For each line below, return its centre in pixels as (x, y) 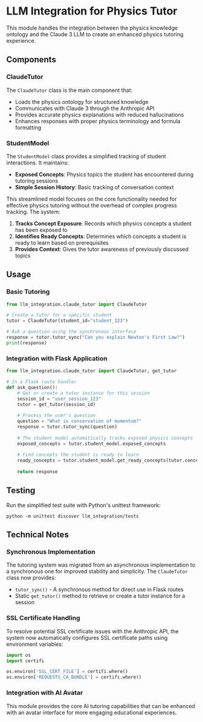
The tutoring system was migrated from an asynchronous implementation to (101, 565)
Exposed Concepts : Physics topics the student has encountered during (104, 174)
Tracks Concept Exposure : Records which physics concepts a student (103, 223)
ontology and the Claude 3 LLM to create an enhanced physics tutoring (95, 34)
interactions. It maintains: (38, 163)
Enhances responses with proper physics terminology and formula (98, 121)
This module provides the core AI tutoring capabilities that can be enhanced (101, 706)
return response (38, 472)
